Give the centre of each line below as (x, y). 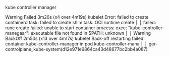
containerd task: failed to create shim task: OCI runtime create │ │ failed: (81, 22)
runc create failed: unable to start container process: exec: (66, 28)
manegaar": (17, 33)
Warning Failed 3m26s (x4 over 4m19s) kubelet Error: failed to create (77, 17)
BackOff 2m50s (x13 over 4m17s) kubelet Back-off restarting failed (74, 38)
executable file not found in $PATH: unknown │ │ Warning (91, 33)
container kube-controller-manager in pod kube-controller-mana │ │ (76, 44)
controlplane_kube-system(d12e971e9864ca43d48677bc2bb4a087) (76, 49)
